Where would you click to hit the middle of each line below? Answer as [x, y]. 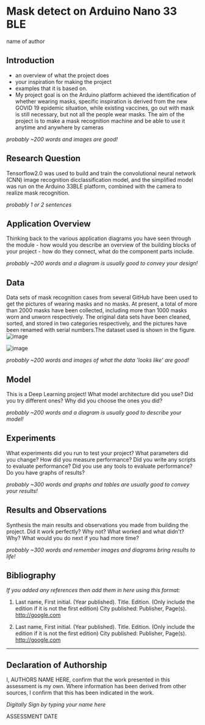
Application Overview [49, 224]
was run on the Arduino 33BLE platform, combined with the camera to [94, 186]
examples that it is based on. [51, 88]
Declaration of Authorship [57, 665]
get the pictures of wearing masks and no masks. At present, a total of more [102, 304]
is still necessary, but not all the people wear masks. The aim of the [100, 114]
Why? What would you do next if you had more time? [73, 538]
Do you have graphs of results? [46, 472]
